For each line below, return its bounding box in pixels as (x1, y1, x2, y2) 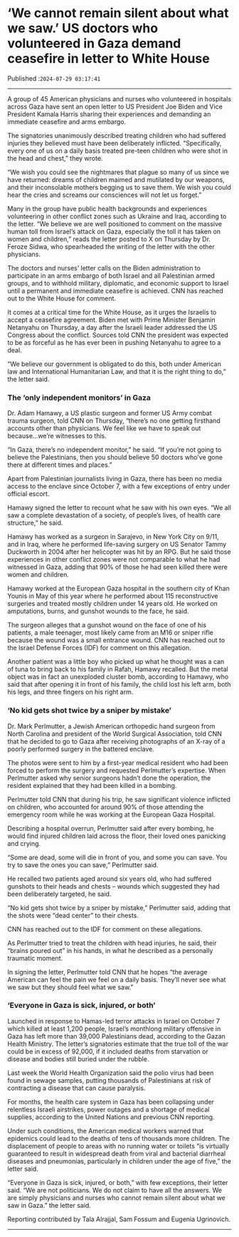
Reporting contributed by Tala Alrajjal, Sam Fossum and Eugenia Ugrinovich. (7, 1215, 231, 1223)
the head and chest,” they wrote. (7, 153, 103, 162)
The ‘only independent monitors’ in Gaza (7, 393, 152, 403)
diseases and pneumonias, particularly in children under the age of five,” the (7, 1156, 232, 1165)
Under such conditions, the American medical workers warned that (7, 1126, 204, 1135)
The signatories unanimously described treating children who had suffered (7, 131, 226, 140)
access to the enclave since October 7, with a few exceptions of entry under (7, 482, 230, 490)
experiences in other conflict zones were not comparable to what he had (7, 555, 221, 564)
